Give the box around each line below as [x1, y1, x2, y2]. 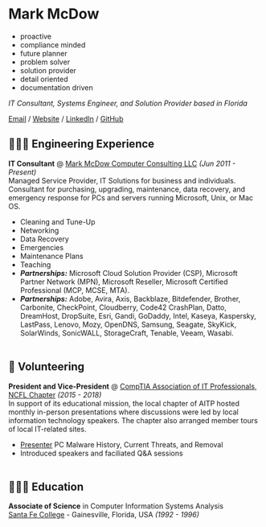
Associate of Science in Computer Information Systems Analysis [8, 501, 223, 511]
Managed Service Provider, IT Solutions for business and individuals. [8, 175, 236, 185]
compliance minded [19, 39, 86, 49]
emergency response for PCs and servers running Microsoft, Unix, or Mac [8, 192, 253, 202]
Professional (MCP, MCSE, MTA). [19, 285, 130, 294]
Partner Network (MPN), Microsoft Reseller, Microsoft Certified [19, 277, 228, 286]
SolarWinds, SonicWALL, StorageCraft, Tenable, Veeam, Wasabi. [19, 327, 235, 338]
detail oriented [19, 74, 68, 84]
